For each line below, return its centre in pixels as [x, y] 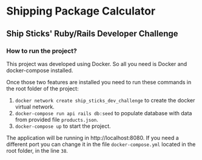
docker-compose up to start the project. [63, 126]
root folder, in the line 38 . [37, 150]
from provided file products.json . [57, 119]
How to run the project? [42, 51]
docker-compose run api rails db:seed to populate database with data [103, 113]
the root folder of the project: [42, 88]
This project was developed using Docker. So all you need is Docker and [97, 64]
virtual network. [35, 107]
